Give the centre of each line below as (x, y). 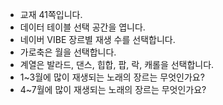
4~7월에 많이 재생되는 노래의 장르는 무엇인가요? (113, 89)
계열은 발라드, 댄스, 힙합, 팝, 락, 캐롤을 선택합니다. (117, 64)
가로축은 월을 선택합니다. (68, 52)
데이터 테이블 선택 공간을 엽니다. (82, 27)
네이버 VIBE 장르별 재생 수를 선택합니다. (97, 39)
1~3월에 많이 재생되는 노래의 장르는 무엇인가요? (112, 77)
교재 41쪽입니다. (51, 14)
